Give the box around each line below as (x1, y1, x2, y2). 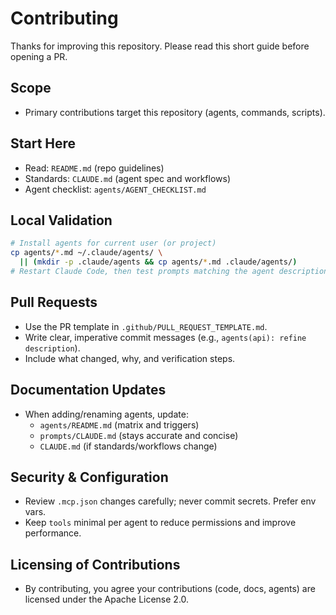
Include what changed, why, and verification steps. (24, 352, 236, 364)
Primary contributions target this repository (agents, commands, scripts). (24, 106, 326, 118)
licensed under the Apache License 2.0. (24, 593, 190, 606)
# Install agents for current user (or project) (10, 238, 217, 249)
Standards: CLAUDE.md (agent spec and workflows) (24, 172, 231, 184)
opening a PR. (10, 50, 68, 62)
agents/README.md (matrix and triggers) (39, 418, 200, 431)
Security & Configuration (10, 468, 169, 486)
